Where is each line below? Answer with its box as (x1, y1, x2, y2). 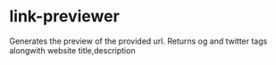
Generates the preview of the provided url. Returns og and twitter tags (9, 36, 268, 46)
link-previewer (9, 6, 121, 27)
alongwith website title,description (9, 45, 136, 55)
